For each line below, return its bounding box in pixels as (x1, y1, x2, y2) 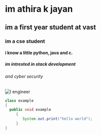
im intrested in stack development (5, 61, 76, 67)
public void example (9, 107, 51, 112)
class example (5, 98, 34, 103)
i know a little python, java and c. (5, 50, 73, 56)
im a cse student (5, 38, 45, 45)
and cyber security (5, 74, 43, 80)
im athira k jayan (5, 3, 73, 15)
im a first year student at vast (5, 23, 96, 31)
